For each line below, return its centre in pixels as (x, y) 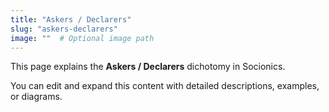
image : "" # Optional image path (82, 38)
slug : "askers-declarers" (64, 29)
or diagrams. (36, 97)
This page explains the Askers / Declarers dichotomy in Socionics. (148, 67)
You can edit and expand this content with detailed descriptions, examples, (165, 86)
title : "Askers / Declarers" (71, 19)
